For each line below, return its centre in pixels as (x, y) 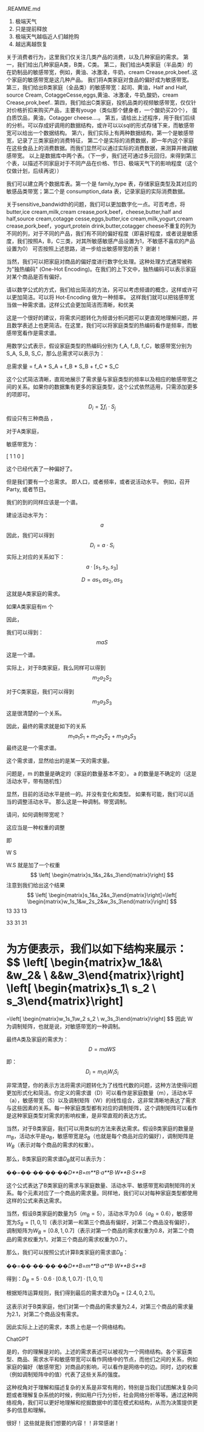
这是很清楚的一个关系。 (36, 713)
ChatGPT (18, 1339)
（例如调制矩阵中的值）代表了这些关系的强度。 (65, 1374)
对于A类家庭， (24, 431)
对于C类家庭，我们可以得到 (40, 691)
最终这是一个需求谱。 (33, 748)
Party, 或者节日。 (28, 489)
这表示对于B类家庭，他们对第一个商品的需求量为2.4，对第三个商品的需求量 (100, 1307)
